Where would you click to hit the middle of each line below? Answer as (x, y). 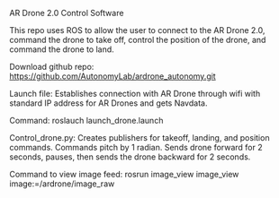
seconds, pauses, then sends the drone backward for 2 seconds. (130, 157)
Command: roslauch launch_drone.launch (86, 121)
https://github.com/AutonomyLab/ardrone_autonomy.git (112, 76)
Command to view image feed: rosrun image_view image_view (124, 174)
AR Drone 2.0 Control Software (67, 13)
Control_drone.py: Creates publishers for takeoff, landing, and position (139, 138)
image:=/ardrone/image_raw (62, 184)
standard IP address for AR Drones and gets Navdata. (108, 103)
